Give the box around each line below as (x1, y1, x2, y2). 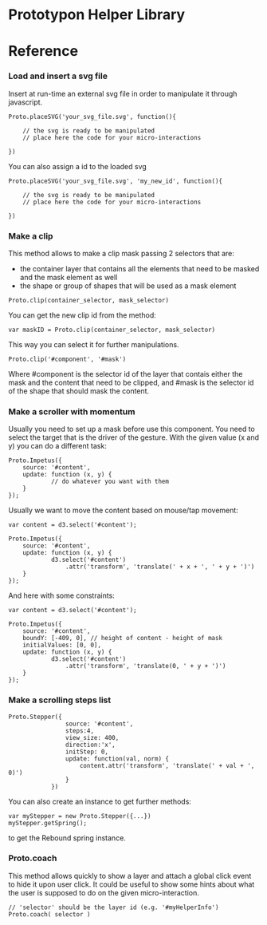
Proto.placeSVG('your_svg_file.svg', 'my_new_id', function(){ (8, 177, 223, 185)
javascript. (8, 97, 43, 107)
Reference (8, 42, 78, 61)
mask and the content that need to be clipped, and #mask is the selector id (8, 378, 254, 387)
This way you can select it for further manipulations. (8, 339, 179, 349)
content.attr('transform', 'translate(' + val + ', (79, 761, 255, 769)
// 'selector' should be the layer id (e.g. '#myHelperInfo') (8, 903, 219, 911)
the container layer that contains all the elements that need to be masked (19, 263, 260, 273)
